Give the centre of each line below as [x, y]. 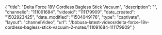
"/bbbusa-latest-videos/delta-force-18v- [109, 22]
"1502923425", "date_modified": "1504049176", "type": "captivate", [73, 17]
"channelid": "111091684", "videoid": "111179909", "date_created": [70, 12]
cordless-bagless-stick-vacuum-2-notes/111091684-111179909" [68, 27]
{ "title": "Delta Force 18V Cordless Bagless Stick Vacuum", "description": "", [81, 7]
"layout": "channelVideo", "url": [36, 22]
